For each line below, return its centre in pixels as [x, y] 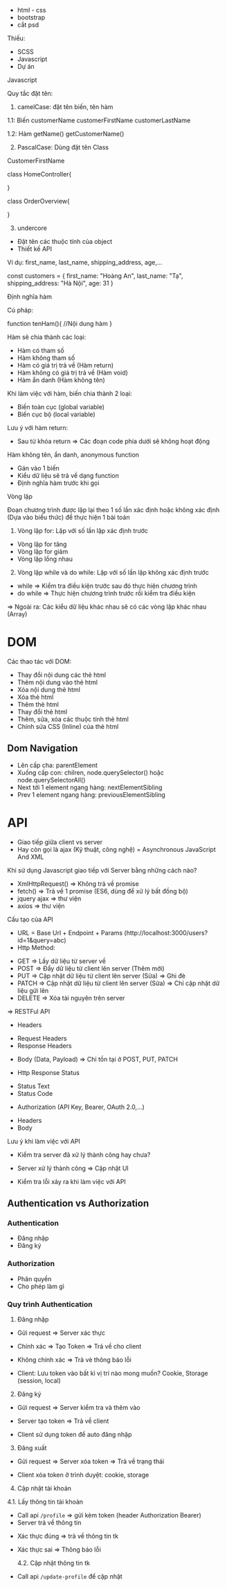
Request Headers [42, 1038]
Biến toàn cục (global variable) [61, 407]
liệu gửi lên [33, 990]
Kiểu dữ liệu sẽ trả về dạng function [68, 476]
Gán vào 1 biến [38, 468]
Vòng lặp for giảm [43, 551]
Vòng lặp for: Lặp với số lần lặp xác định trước [83, 531]
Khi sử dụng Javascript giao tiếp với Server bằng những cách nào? [102, 870]
